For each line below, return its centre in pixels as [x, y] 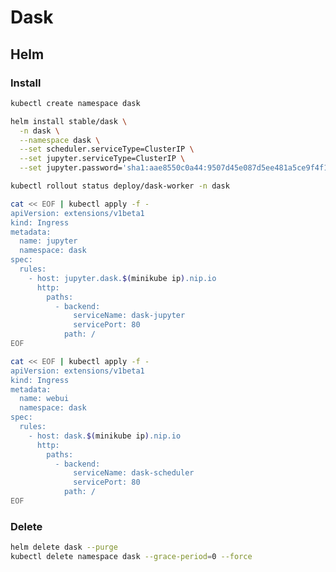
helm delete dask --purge [64, 547]
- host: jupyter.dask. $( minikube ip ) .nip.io [122, 278]
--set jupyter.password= [71, 168]
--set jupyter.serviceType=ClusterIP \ [102, 159]
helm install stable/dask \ [69, 121]
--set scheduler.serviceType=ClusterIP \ [107, 149]
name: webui [44, 399]
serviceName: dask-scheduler [134, 473]
